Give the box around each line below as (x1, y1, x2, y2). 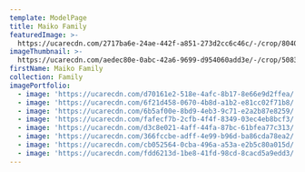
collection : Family (9, 73, 84, 82)
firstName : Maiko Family (9, 65, 103, 74)
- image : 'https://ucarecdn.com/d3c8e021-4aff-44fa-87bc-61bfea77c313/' (17, 124, 299, 133)
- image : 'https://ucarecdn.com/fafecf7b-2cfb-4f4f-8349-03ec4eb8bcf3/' (17, 115, 299, 124)
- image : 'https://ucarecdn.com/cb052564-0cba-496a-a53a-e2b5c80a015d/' (17, 140, 299, 149)
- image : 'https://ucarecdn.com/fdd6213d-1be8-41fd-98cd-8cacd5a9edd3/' (17, 148, 299, 157)
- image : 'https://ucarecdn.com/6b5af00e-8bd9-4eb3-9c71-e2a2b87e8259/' (17, 106, 299, 116)
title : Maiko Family (9, 22, 88, 31)
